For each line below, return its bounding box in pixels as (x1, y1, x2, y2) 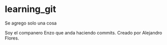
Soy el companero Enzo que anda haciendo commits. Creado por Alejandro (5, 29, 162, 35)
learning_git (5, 3, 56, 15)
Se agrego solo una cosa (5, 20, 57, 26)
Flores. (5, 35, 19, 41)
